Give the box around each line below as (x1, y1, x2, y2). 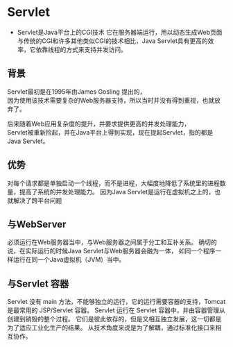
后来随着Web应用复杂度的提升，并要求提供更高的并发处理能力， (7, 119, 191, 128)
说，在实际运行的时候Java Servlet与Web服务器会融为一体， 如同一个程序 (7, 247, 216, 255)
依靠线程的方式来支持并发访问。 (35, 45, 127, 53)
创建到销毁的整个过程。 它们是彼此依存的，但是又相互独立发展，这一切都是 (7, 315, 222, 323)
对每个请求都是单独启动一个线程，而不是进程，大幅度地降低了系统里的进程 (7, 178, 220, 187)
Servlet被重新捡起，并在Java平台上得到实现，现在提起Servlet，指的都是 (7, 128, 214, 136)
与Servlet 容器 (7, 278, 69, 289)
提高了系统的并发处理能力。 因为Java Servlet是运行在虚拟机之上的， (19, 187, 215, 196)
